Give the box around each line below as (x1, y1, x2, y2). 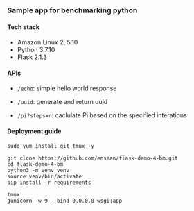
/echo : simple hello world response (17, 84, 117, 92)
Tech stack (7, 23, 40, 31)
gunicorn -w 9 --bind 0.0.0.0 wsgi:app (7, 197, 123, 204)
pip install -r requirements (7, 179, 91, 186)
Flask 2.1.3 (17, 53, 47, 61)
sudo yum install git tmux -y (7, 142, 95, 149)
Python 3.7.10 (17, 46, 55, 54)
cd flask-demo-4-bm (7, 160, 64, 168)
